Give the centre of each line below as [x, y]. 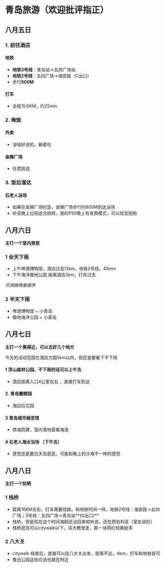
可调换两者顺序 [20, 285]
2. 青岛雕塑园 [18, 394]
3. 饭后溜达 [18, 183]
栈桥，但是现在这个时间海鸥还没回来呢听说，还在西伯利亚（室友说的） [83, 521]
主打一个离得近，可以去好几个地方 [40, 347]
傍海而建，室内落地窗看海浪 [40, 430]
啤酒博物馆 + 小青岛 [32, 311]
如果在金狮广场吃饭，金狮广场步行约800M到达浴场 [64, 207]
